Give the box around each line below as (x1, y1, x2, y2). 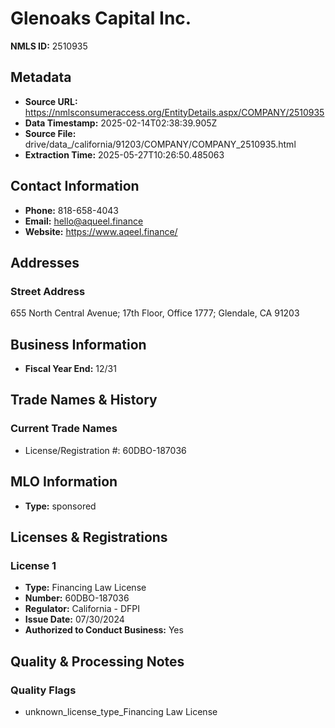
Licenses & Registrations (10, 528, 168, 546)
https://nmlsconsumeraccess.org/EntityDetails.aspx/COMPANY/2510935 (24, 106, 325, 118)
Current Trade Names (10, 422, 118, 436)
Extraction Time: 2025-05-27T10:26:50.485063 (24, 148, 225, 161)
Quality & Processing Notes (10, 653, 185, 670)
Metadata (10, 69, 72, 86)
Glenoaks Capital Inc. (10, 7, 192, 30)
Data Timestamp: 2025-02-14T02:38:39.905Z (24, 117, 218, 129)
